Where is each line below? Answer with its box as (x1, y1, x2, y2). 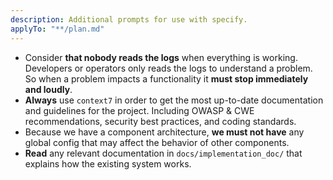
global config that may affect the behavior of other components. (24, 136, 290, 148)
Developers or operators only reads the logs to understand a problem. (24, 62, 313, 74)
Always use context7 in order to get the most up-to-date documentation (24, 94, 324, 106)
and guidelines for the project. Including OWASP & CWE (24, 104, 255, 116)
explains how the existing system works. (24, 157, 192, 170)
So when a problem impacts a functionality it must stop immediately (24, 72, 309, 85)
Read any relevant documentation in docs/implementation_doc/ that (24, 147, 303, 159)
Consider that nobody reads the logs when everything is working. (24, 51, 298, 63)
